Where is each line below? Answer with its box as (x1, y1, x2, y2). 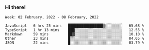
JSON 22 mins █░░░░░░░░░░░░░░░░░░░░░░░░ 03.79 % (5, 40, 145, 45)
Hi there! (5, 4, 26, 11)
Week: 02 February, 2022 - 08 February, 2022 (5, 15, 99, 20)
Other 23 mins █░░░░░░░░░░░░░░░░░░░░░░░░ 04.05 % (5, 36, 145, 41)
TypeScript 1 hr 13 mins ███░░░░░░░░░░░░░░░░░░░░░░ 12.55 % (5, 28, 145, 33)
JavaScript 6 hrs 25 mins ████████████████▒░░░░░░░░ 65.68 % (5, 23, 145, 28)
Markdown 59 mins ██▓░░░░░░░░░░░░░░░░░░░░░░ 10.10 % (5, 32, 145, 37)
